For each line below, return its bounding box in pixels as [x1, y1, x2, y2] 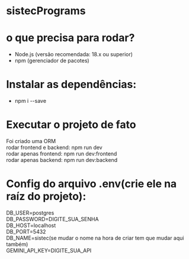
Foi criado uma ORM [6, 138, 56, 144]
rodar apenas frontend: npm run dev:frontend [6, 150, 117, 157]
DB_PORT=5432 [6, 228, 46, 235]
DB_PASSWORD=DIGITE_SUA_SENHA [6, 215, 99, 222]
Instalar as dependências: [6, 78, 137, 91]
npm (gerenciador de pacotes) [14, 57, 90, 64]
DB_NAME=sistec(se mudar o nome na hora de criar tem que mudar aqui [6, 234, 184, 241]
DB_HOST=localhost [6, 222, 56, 229]
